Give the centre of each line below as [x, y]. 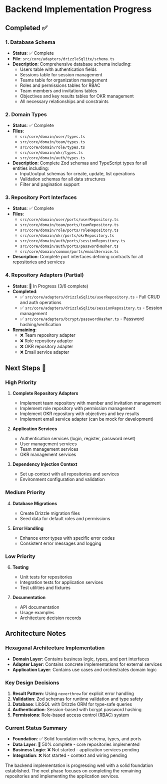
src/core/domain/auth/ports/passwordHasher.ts [69, 247]
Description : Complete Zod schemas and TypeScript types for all [80, 163]
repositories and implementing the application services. [62, 776]
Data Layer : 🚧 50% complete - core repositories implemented [76, 744]
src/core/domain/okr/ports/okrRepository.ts [67, 236]
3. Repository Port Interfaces [41, 198]
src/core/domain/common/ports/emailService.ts [69, 252]
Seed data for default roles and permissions [65, 518]
